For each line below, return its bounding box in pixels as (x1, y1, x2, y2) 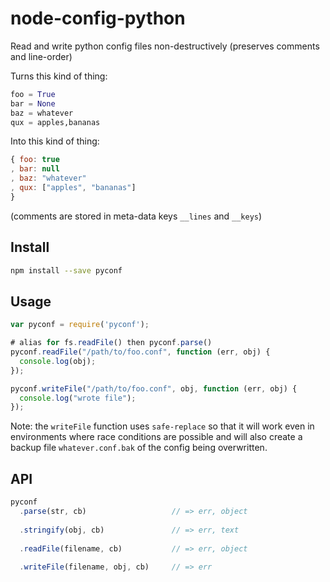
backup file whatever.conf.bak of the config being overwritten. (10, 442, 268, 454)
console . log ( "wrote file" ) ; (19, 393, 137, 403)
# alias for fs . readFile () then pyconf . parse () (10, 338, 213, 348)
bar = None (10, 98, 56, 109)
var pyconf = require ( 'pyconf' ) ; (10, 320, 150, 330)
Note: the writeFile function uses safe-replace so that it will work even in (10, 420, 315, 432)
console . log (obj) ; (19, 356, 97, 366)
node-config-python (10, 7, 186, 30)
